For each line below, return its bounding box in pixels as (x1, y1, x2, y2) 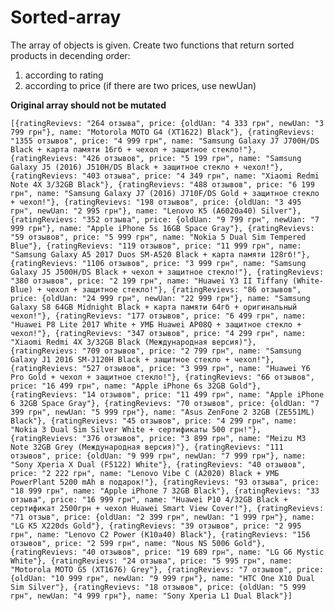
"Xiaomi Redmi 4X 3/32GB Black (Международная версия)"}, (10, 337, 257, 347)
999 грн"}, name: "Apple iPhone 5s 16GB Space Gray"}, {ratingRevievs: (10, 223, 315, 233)
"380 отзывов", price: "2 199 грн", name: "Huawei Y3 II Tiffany (10, 276, 288, 286)
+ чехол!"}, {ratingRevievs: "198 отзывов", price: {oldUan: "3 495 (10, 197, 302, 207)
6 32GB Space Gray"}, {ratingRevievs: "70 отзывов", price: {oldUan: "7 (10, 398, 320, 408)
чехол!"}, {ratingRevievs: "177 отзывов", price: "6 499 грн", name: (10, 311, 307, 321)
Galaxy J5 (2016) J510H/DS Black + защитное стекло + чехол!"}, (10, 162, 284, 172)
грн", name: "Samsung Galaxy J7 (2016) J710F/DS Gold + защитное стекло (10, 188, 320, 198)
